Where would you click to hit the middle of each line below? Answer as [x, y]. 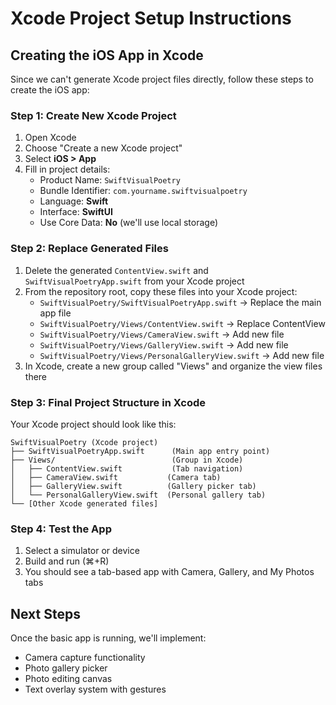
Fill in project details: [67, 169]
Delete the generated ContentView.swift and [116, 270]
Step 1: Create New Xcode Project [93, 115]
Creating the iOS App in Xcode [107, 55]
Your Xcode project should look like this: [93, 424]
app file [55, 313]
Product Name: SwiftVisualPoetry [110, 180]
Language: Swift [74, 201]
